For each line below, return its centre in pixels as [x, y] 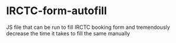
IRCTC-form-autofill [57, 11]
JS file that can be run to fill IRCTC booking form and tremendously [88, 27]
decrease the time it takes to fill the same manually [68, 33]
